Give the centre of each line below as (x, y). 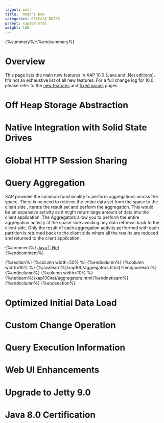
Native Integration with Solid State (76, 128)
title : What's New (25, 14)
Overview (25, 61)
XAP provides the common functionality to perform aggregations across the (82, 196)
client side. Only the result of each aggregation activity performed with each (82, 228)
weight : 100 (17, 28)
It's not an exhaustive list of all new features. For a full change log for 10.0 (79, 80)
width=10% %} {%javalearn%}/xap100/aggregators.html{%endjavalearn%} (81, 267)
